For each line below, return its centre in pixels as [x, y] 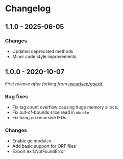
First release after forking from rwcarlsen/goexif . [54, 83]
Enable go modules [32, 141]
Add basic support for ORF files [44, 146]
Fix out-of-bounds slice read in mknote [51, 112]
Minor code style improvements [44, 56]
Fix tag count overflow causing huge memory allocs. [65, 107]
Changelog [28, 9]
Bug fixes [17, 96]
